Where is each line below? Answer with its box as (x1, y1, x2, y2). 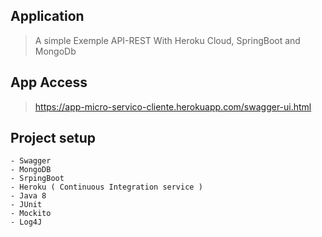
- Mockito (10, 209, 52, 219)
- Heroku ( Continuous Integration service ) (10, 182, 203, 193)
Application (10, 8, 85, 25)
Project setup (10, 130, 97, 147)
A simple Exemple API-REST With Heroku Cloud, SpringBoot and (34, 34, 301, 46)
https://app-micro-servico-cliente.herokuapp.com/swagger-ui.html (34, 100, 312, 113)
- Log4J (10, 217, 43, 228)
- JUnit (10, 200, 43, 210)
